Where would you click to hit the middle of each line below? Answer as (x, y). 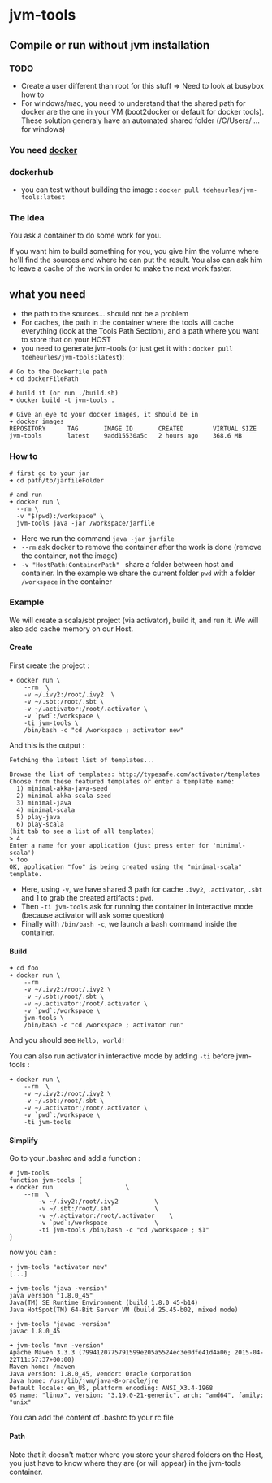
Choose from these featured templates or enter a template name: (122, 782)
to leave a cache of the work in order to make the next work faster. (121, 268)
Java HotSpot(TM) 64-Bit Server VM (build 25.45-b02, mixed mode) (124, 1310)
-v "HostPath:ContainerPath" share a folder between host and (127, 564)
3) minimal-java (44, 803)
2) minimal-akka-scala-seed (64, 796)
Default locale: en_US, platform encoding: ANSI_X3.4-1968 (111, 1389)
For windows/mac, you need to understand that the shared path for (133, 103)
